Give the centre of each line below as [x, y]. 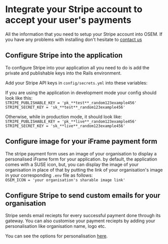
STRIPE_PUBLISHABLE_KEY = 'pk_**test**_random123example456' [71, 103]
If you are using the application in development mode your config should [81, 93]
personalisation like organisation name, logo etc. [56, 226]
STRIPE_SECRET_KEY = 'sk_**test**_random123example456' [65, 107]
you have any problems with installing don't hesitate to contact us [74, 39]
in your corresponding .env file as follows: [49, 175]
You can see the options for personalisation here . [56, 236]
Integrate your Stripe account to [74, 9]
